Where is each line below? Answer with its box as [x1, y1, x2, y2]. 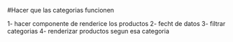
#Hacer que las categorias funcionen [7, 6, 114, 14]
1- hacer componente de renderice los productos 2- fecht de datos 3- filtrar [7, 20, 226, 27]
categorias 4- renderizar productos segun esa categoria [7, 27, 170, 35]
